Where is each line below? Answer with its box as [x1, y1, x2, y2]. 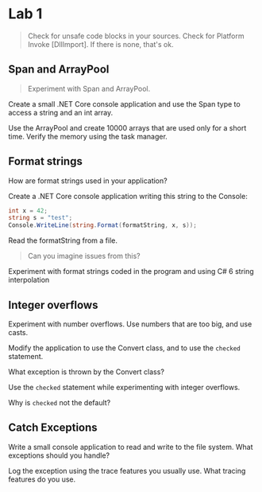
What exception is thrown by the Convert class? [8, 367, 165, 377]
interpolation [8, 275, 50, 285]
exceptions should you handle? [8, 451, 110, 460]
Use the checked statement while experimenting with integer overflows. [8, 383, 241, 392]
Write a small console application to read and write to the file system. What [8, 442, 253, 451]
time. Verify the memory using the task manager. [8, 131, 168, 141]
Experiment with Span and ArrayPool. [27, 84, 151, 93]
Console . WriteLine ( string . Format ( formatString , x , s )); [8, 221, 197, 229]
